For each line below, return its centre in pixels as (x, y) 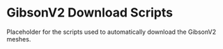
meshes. (19, 39)
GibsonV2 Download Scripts (90, 13)
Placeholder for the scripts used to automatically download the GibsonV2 (111, 32)
